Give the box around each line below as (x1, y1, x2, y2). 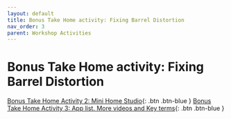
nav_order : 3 (7, 23, 45, 30)
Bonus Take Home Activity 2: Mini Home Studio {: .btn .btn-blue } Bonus (7, 97, 212, 105)
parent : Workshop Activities (7, 29, 92, 37)
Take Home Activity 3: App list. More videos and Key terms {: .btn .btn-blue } (7, 104, 225, 113)
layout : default (7, 10, 54, 17)
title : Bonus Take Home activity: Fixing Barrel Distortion (7, 17, 185, 24)
